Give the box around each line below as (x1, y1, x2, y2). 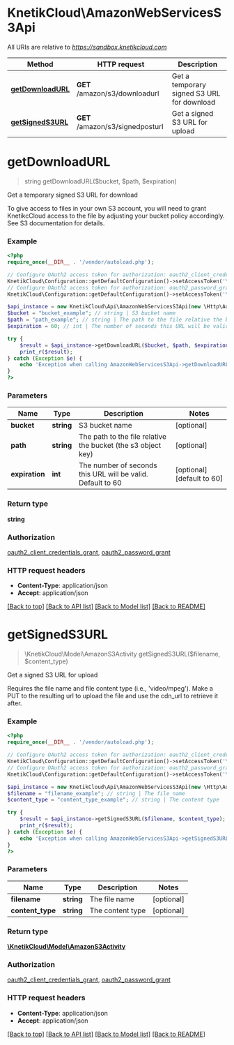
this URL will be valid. (79, 469, 148, 479)
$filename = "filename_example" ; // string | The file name (7, 790, 186, 797)
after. (7, 699, 22, 707)
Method (26, 59, 54, 69)
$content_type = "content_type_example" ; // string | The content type (7, 797, 219, 804)
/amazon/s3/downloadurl (76, 89, 159, 98)
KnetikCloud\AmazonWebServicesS (7, 5, 221, 21)
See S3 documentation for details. (7, 218, 105, 227)
